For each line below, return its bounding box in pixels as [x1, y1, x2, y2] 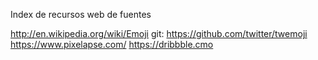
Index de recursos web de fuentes [10, 9, 152, 20]
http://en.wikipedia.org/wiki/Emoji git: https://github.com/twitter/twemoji [10, 28, 308, 39]
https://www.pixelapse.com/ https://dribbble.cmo [10, 39, 214, 50]
